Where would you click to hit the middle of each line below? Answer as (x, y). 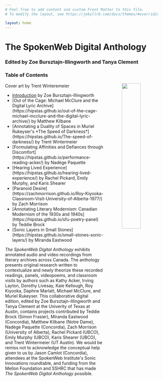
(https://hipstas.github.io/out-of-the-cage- (55, 110)
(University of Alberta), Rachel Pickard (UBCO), (52, 332)
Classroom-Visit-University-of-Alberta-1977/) (57, 199)
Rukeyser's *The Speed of (39, 131)
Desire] (40, 188)
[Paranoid (22, 188)
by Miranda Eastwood (50, 240)
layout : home (18, 23)
